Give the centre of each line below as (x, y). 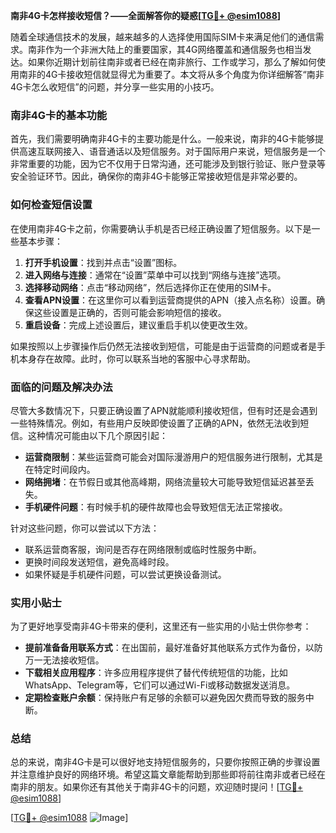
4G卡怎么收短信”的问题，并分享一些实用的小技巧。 (115, 87)
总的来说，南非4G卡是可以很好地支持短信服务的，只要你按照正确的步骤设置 (165, 762)
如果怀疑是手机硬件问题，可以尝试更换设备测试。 (125, 574)
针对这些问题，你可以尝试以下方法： (85, 528)
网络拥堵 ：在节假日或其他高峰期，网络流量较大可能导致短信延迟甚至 (165, 481)
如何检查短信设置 (51, 205)
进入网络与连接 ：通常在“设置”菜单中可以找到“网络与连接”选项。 (155, 275)
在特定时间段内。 (60, 469)
